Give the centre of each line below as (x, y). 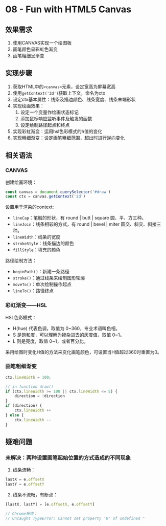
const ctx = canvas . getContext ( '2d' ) (45, 196)
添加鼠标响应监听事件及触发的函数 (56, 118)
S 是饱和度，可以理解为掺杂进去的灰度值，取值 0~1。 (68, 335)
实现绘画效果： (28, 105)
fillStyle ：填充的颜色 (37, 250)
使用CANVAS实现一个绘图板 (42, 43)
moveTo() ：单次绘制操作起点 (42, 284)
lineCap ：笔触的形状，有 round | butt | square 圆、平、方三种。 (79, 218)
